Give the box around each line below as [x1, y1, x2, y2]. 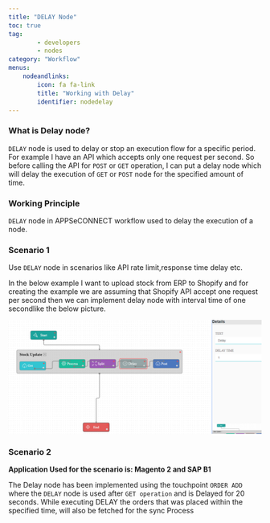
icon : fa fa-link [37, 80, 95, 88]
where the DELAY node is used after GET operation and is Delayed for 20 [8, 488, 245, 498]
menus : [8, 64, 31, 72]
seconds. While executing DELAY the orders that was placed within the [8, 496, 243, 506]
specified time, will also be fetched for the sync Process [8, 505, 194, 515]
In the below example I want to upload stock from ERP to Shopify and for [8, 278, 249, 288]
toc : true [8, 21, 42, 30]
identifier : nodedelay [37, 97, 113, 106]
